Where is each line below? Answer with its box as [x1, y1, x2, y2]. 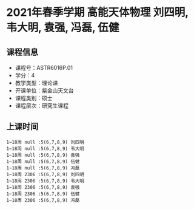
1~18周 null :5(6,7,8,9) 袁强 [6, 152, 80, 158]
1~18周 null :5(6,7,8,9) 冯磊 [6, 165, 80, 171]
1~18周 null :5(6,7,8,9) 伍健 [6, 159, 80, 165]
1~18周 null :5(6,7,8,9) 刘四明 [6, 139, 85, 145]
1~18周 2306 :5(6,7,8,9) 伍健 [6, 191, 80, 197]
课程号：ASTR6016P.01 [15, 64, 73, 71]
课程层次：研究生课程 [15, 102, 69, 109]
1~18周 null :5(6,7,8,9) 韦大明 [6, 145, 85, 152]
